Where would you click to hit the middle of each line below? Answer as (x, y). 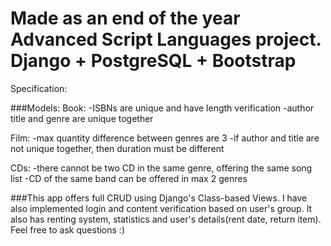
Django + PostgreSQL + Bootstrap (153, 61)
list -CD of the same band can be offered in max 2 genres (129, 178)
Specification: (39, 88)
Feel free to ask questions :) (67, 229)
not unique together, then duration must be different (117, 148)
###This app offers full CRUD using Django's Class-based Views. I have (159, 198)
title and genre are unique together (82, 118)
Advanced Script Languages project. (166, 39)
